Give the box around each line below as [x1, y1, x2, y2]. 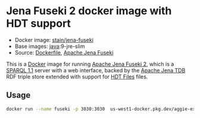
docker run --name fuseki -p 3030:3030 [6, 106, 105, 112]
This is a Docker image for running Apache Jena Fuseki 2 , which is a [6, 60, 174, 68]
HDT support [6, 17, 71, 30]
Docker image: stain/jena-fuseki [14, 36, 94, 43]
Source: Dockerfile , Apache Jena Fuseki [14, 49, 114, 56]
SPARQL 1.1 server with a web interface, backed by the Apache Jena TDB [6, 66, 186, 74]
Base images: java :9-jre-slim [14, 43, 85, 50]
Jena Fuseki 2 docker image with [6, 4, 172, 18]
